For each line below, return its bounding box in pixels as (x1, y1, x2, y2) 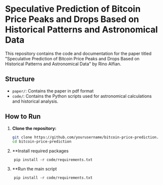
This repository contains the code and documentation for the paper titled (5, 50, 152, 56)
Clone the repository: (12, 125, 57, 131)
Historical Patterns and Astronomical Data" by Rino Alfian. (5, 61, 122, 67)
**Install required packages (12, 148, 69, 154)
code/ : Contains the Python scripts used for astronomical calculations (12, 93, 152, 99)
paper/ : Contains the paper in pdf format (12, 88, 94, 93)
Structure (5, 75, 35, 83)
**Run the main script (12, 166, 57, 172)
